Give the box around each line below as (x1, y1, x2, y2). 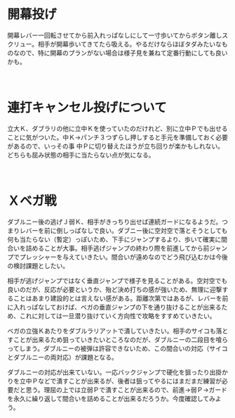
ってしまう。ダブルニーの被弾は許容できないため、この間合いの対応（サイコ (7, 344, 228, 353)
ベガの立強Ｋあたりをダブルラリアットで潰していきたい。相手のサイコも (7, 327, 216, 335)
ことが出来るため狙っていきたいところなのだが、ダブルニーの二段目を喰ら (13, 335, 229, 343)
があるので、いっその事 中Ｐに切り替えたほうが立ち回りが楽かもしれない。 (7, 141, 224, 150)
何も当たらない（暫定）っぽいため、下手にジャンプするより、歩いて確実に (7, 235, 222, 243)
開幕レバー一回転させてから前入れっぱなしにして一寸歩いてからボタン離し (7, 31, 222, 39)
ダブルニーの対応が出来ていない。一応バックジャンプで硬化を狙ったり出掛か (7, 367, 228, 376)
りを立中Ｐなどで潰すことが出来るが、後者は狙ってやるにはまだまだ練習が (7, 376, 222, 385)
